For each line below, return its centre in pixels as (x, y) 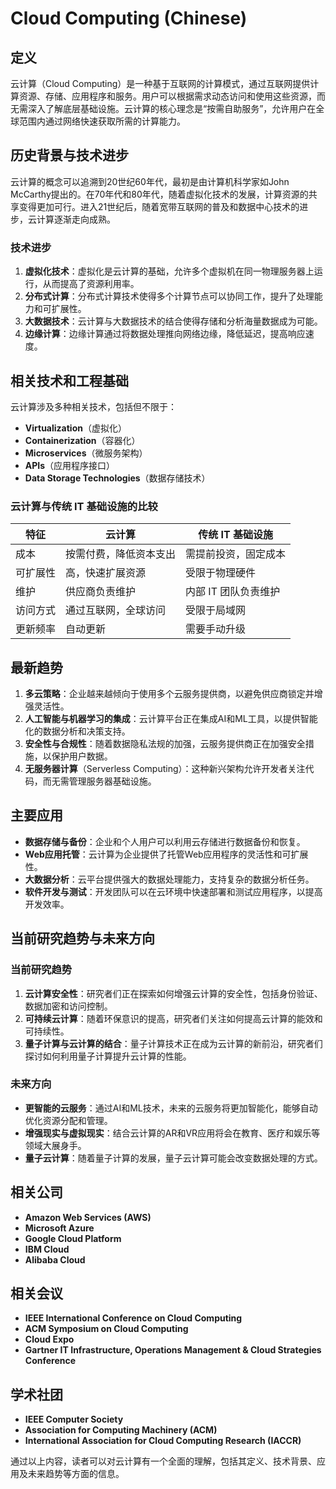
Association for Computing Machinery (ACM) (121, 1430)
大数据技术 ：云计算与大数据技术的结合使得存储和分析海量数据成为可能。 (173, 321)
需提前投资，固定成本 (236, 554)
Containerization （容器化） (82, 440)
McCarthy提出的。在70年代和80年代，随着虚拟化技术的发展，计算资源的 (159, 194)
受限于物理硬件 (221, 573)
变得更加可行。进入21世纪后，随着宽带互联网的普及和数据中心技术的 (159, 206)
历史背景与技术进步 (69, 155)
